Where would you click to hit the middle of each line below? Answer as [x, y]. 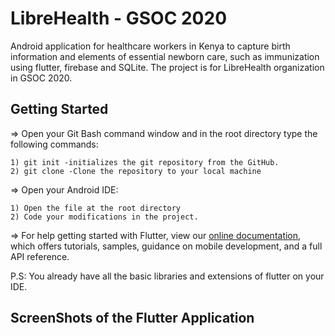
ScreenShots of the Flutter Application [132, 318]
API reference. [40, 256]
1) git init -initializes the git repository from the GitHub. [145, 162]
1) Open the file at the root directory [96, 208]
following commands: [54, 144]
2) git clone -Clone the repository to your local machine [136, 171]
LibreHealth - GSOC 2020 [119, 18]
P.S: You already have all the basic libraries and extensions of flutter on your [167, 276]
